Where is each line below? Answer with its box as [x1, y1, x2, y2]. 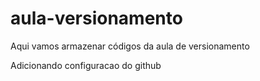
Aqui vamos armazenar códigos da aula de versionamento [10, 40, 250, 52]
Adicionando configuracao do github [10, 59, 162, 71]
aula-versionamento [10, 7, 183, 30]
